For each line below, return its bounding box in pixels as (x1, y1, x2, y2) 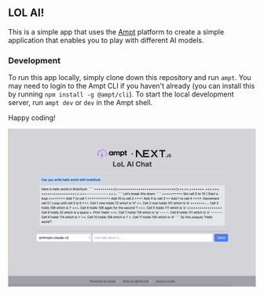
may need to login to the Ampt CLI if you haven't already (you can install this (8, 82, 255, 91)
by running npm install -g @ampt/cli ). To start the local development (8, 89, 234, 99)
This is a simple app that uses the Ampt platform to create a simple (8, 27, 225, 36)
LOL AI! (8, 6, 45, 20)
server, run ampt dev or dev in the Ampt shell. (8, 98, 153, 107)
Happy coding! (8, 113, 57, 122)
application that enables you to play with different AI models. (8, 35, 204, 45)
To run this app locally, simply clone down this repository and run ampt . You (8, 73, 251, 82)
